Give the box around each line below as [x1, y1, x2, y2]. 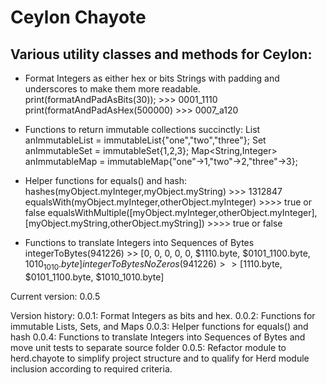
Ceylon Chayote [10, 6, 147, 29]
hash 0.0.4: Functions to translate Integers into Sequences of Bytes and [10, 331, 306, 343]
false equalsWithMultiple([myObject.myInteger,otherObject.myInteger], [24, 207, 318, 218]
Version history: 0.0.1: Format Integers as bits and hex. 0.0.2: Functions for [10, 309, 316, 321]
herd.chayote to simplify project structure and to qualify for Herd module [10, 352, 310, 364]
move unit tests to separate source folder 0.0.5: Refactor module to [10, 341, 287, 353]
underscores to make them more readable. [24, 83, 201, 95]
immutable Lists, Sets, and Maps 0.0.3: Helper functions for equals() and [10, 320, 309, 332]
